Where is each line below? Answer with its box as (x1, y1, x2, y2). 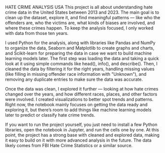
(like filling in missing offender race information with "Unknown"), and (5, 71, 147, 77)
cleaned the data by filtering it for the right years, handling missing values (5, 66, 155, 72)
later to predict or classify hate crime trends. (5, 112, 95, 118)
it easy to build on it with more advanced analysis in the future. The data (5, 137, 152, 143)
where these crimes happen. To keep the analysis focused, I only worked (5, 25, 154, 31)
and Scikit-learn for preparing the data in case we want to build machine (5, 50, 152, 56)
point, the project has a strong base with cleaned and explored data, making (5, 132, 160, 138)
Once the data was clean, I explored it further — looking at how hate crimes (5, 86, 159, 92)
